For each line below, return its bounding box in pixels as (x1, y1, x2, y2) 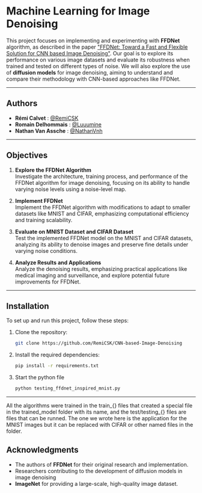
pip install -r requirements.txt (14, 363, 99, 369)
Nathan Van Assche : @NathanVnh (14, 127, 103, 134)
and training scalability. (14, 216, 73, 223)
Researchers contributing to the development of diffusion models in (14, 467, 183, 474)
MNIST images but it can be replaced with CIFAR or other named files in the (6, 421, 194, 428)
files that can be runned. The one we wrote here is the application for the (6, 415, 188, 422)
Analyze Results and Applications (14, 259, 102, 266)
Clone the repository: (14, 329, 68, 336)
